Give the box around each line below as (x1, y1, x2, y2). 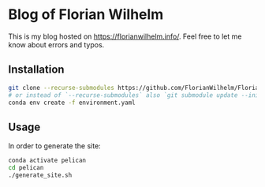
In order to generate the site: (8, 141, 101, 151)
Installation (8, 63, 65, 77)
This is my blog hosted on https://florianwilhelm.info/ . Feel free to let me (8, 32, 242, 41)
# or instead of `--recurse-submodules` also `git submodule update (8, 91, 238, 99)
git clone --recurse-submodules (8, 84, 114, 92)
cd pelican (8, 164, 44, 172)
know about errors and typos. (8, 39, 105, 49)
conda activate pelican (8, 156, 87, 165)
